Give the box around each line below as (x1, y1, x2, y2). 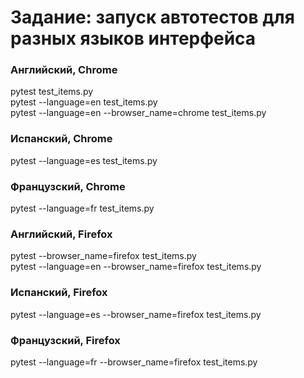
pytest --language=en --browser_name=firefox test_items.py (10, 261, 262, 273)
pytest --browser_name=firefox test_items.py (10, 250, 197, 262)
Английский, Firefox (10, 227, 113, 241)
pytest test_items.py (10, 86, 94, 98)
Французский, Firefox (10, 333, 121, 347)
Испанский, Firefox (10, 286, 108, 300)
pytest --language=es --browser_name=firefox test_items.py (10, 308, 262, 320)
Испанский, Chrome (10, 132, 113, 146)
